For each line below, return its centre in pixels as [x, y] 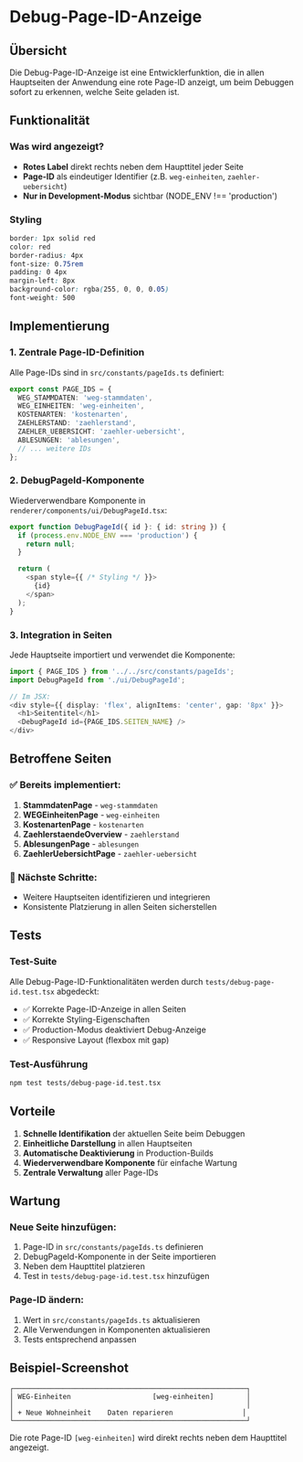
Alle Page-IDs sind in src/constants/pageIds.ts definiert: [117, 372]
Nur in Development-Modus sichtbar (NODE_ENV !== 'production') [150, 196]
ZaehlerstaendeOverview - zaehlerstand [101, 834]
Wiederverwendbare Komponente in [78, 500]
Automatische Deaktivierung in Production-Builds [118, 1153]
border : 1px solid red [52, 238]
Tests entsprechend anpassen [79, 1339]
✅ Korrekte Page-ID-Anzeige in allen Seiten [104, 1008]
